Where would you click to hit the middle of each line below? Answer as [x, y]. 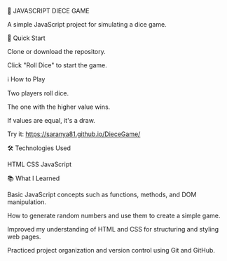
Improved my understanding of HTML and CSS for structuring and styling [113, 229]
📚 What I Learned [34, 178]
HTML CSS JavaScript [40, 164]
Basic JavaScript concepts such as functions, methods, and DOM [102, 194]
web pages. [24, 236]
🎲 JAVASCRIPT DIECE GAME [48, 11]
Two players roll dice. [38, 93]
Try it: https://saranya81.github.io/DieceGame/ [74, 134]
